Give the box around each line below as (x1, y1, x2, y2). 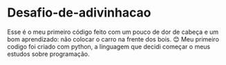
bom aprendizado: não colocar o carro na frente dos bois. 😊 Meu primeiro (7, 35, 220, 43)
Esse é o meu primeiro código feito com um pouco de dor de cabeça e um (7, 28, 219, 36)
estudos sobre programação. (7, 50, 90, 58)
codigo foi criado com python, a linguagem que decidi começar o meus (7, 42, 211, 50)
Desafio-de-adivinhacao (7, 5, 151, 21)
